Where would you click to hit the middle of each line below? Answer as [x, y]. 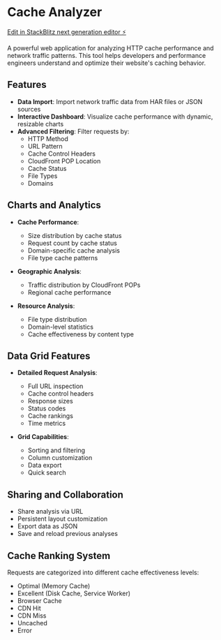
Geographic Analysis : [49, 271]
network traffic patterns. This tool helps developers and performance [107, 55]
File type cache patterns [63, 258]
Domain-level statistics [61, 327]
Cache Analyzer [55, 12]
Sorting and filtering [56, 450]
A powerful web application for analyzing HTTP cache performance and [110, 48]
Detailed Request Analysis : [57, 373]
